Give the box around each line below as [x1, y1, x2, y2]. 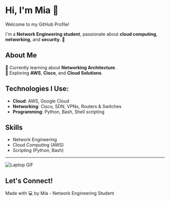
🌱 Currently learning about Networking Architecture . [5, 64, 116, 70]
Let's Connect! [5, 176, 53, 185]
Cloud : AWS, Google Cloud [12, 98, 69, 104]
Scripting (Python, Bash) [12, 147, 64, 154]
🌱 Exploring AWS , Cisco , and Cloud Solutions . [5, 70, 103, 76]
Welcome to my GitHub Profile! [5, 21, 70, 27]
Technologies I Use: [5, 84, 69, 93]
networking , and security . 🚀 [5, 36, 65, 42]
